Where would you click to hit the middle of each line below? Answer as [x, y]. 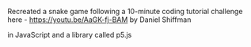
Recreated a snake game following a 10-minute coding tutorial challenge [125, 11]
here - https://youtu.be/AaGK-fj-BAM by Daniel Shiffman [99, 20]
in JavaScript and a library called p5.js [70, 35]
